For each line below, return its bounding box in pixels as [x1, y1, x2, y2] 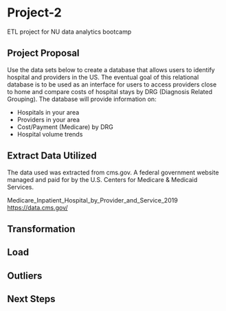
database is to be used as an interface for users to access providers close [7, 80, 217, 89]
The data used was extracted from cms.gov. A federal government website [7, 168, 219, 176]
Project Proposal [7, 47, 80, 59]
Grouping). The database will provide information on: [7, 95, 157, 103]
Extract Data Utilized [7, 150, 98, 162]
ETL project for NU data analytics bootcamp [7, 27, 132, 36]
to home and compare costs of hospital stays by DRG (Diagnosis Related [7, 87, 213, 95]
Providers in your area [16, 115, 80, 124]
